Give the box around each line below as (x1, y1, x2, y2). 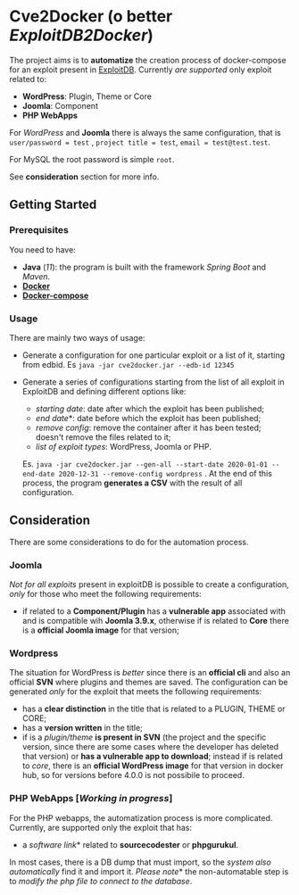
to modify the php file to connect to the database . (9, 875, 193, 886)
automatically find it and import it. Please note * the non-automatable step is (9, 866, 289, 876)
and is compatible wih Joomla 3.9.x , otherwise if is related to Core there (21, 616, 290, 626)
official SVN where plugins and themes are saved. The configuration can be (9, 676, 288, 688)
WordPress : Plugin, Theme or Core (21, 91, 152, 102)
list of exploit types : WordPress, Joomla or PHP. (35, 441, 212, 452)
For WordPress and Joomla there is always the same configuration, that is (9, 127, 281, 137)
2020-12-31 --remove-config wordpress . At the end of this (58, 468, 272, 478)
